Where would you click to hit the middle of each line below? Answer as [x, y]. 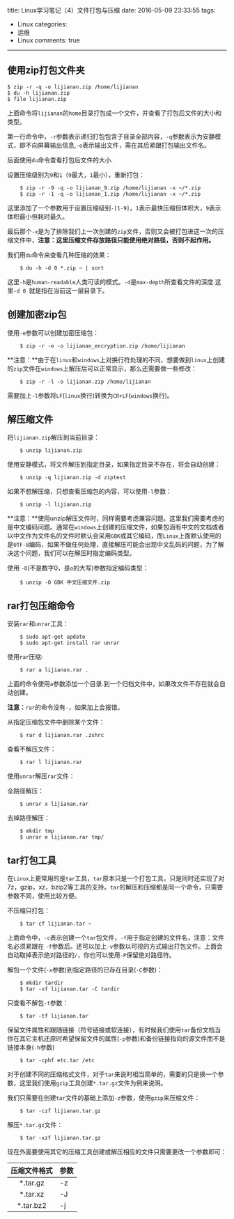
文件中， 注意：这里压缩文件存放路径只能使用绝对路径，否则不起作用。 [114, 240]
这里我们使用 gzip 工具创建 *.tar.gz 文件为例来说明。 [93, 1083]
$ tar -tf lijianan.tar [54, 1016]
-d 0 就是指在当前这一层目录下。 [61, 290]
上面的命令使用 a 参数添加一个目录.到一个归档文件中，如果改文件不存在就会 [114, 684]
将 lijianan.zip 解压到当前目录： [53, 437]
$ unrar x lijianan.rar [54, 804]
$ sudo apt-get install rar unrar [70, 643]
